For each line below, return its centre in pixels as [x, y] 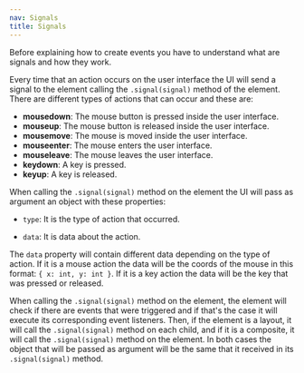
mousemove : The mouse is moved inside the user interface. [135, 135]
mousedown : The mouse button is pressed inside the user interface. [151, 116]
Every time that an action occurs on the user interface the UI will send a [142, 79]
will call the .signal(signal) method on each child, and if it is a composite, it [152, 329]
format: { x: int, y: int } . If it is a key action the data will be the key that [149, 273]
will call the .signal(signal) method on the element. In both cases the [140, 339]
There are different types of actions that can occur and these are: [131, 98]
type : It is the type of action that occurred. [101, 219]
